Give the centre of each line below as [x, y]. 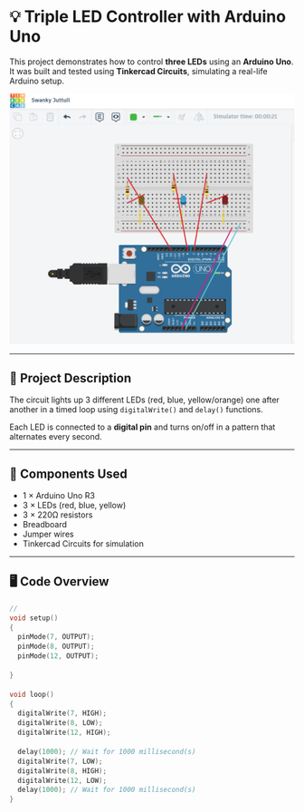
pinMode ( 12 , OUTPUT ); [58, 656]
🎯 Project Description [71, 378]
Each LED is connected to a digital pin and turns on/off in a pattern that [142, 427]
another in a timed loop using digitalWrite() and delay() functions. [137, 410]
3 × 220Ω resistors [57, 515]
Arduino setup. [37, 81]
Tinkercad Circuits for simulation [83, 544]
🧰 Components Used [69, 474]
